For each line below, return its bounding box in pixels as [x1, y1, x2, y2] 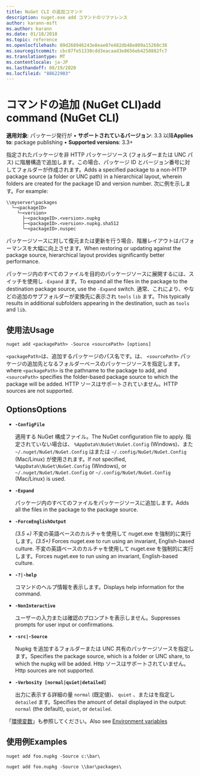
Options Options [6, 404, 67, 415]
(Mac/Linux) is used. [14, 475, 66, 482]
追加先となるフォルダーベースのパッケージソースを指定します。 [26, 360, 184, 367]
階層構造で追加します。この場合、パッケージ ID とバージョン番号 [20, 159, 180, 166]
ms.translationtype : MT [6, 54, 66, 60]
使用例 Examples [6, 737, 68, 747]
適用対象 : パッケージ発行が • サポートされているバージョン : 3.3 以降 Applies [6, 132, 193, 139]
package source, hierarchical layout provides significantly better [6, 251, 165, 259]
